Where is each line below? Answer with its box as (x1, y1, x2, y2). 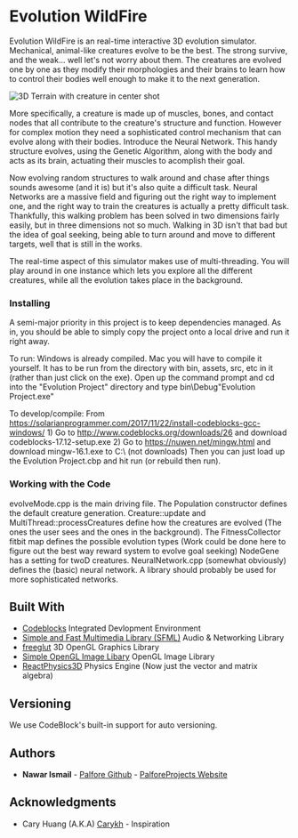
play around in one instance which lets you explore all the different (9, 265, 254, 276)
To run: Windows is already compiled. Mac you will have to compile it (9, 353, 262, 364)
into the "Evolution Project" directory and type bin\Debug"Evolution (9, 382, 256, 392)
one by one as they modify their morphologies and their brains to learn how (9, 64, 286, 75)
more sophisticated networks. (9, 574, 118, 584)
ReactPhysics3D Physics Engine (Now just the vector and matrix (21, 661, 258, 672)
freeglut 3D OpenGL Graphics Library (21, 642, 160, 653)
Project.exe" (9, 391, 55, 402)
